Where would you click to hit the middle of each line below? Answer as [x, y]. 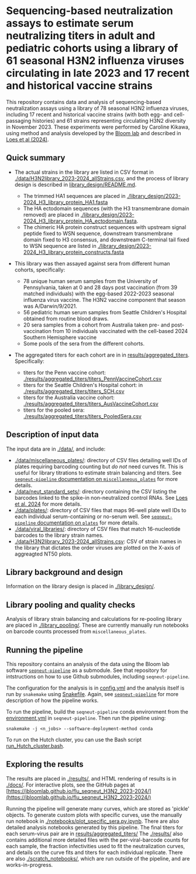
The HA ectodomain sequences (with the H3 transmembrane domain [106, 208]
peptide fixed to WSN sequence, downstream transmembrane [98, 233]
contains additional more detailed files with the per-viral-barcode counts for [97, 840]
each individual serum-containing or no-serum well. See [82, 516]
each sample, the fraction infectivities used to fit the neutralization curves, [96, 846]
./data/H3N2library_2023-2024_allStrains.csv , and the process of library [102, 178]
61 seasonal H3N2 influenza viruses [95, 61]
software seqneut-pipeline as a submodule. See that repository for [87, 670]
